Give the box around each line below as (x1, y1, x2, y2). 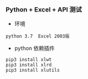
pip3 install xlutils (5, 68, 60, 74)
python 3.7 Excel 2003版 (5, 33, 70, 40)
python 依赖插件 (14, 45, 55, 52)
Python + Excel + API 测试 (5, 5, 82, 13)
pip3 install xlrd (5, 62, 52, 68)
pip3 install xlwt (5, 57, 52, 63)
